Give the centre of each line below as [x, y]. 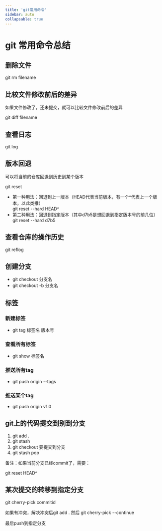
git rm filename [21, 77]
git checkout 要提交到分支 [39, 447]
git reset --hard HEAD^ [36, 209]
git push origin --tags [34, 381]
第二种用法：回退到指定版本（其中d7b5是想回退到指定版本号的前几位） [85, 215]
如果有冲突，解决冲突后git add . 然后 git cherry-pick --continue [70, 513]
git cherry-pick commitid [31, 502]
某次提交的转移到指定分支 [44, 490]
